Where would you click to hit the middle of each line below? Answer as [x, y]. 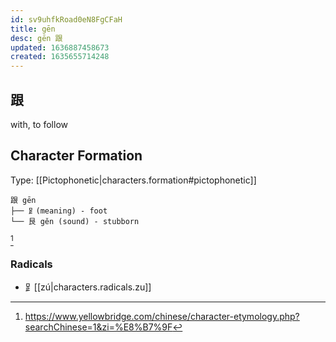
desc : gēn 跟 [36, 38]
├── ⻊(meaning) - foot [59, 211]
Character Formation [76, 156]
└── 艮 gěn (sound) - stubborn [75, 221]
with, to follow [39, 124]
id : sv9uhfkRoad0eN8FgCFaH [66, 19]
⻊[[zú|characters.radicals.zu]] [88, 287]
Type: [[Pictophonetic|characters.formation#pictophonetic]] [133, 180]
